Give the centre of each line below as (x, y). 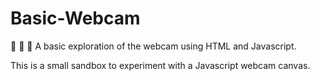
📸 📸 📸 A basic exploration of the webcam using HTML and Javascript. (153, 46)
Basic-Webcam (75, 18)
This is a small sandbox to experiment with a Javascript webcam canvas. (160, 65)
